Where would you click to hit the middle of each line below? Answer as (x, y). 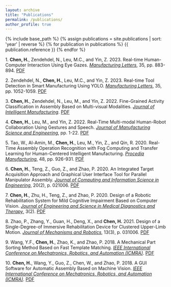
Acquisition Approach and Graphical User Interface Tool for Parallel (76, 174)
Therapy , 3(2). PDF (26, 212)
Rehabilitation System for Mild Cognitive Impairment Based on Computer (81, 201)
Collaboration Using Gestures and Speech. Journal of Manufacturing (78, 127)
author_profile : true (28, 24)
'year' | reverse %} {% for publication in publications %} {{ (67, 45)
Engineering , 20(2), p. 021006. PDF (42, 185)
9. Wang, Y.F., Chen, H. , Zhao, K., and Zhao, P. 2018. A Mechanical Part (80, 242)
